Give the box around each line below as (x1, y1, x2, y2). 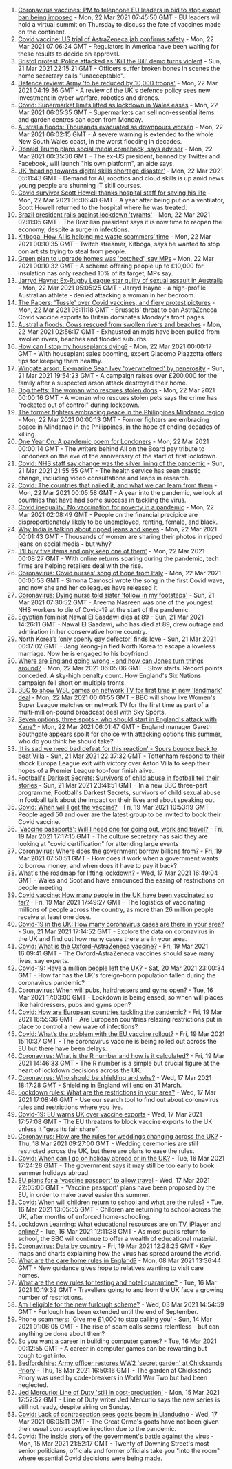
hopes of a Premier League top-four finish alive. (17, 767, 154, 774)
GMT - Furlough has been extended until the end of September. (17, 1308, 199, 1315)
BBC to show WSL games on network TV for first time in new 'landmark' (17, 686, 222, 694)
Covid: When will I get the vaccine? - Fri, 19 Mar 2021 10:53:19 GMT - (17, 803, 214, 811)
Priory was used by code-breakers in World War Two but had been (17, 1373, 208, 1382)
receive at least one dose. (17, 913, 92, 921)
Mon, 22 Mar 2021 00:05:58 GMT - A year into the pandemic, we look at (17, 489, 223, 496)
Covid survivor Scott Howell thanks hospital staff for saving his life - (17, 189, 211, 197)
